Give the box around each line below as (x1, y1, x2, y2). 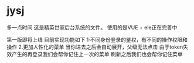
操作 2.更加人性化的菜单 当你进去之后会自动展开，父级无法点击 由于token (6, 43, 183, 50)
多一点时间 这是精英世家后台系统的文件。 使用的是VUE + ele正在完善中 (6, 24, 178, 31)
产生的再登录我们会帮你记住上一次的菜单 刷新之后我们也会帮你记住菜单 (11, 50, 183, 57)
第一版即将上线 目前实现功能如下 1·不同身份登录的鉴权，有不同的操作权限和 (6, 36, 188, 43)
